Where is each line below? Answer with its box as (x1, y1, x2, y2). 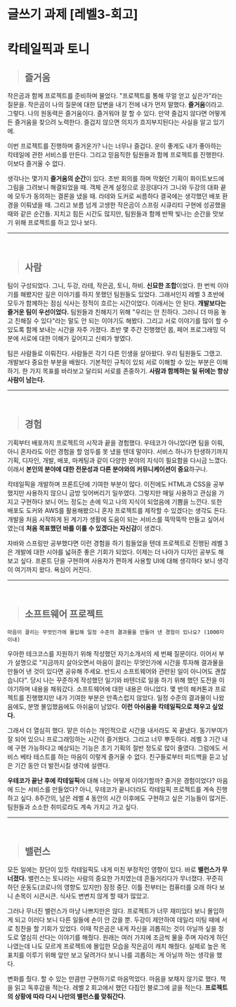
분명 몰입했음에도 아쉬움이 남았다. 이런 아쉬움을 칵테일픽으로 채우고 (27, 702, 211, 710)
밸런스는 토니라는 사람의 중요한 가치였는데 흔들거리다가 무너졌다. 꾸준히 (27, 875, 223, 883)
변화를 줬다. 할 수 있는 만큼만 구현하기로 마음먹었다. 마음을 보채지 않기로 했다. (7, 975, 219, 983)
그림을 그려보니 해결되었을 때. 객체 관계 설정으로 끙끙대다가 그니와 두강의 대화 (7, 183, 219, 192)
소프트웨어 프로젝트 (24, 608, 104, 620)
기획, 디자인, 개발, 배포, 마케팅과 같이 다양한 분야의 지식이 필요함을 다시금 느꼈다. (7, 456, 228, 464)
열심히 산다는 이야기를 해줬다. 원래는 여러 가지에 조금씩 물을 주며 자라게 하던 (20, 933, 228, 941)
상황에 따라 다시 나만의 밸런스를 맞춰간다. (14, 992, 126, 1001)
